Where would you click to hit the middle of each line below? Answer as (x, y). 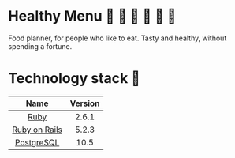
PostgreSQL (37, 142)
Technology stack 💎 (74, 79)
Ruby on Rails (37, 130)
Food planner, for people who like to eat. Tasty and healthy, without (117, 38)
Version (85, 103)
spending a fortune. (40, 46)
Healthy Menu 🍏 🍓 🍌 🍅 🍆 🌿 (92, 16)
